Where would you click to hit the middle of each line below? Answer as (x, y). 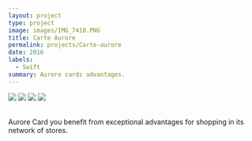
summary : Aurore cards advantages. (67, 74)
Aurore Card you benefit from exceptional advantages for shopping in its (126, 122)
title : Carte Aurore (42, 38)
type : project (32, 23)
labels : (21, 60)
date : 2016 (26, 52)
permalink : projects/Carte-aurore (65, 45)
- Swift (28, 67)
